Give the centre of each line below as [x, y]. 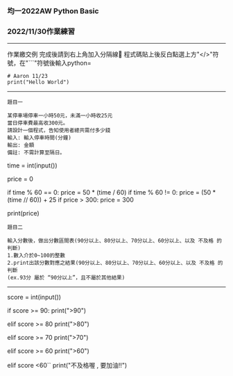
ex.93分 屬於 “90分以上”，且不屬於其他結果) [68, 278]
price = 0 [20, 179]
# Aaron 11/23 [28, 76]
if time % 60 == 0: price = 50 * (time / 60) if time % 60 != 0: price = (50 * [112, 193]
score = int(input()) [34, 297]
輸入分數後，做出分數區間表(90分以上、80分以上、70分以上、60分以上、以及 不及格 [110, 241]
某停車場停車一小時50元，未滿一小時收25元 [60, 116]
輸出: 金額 [21, 145]
